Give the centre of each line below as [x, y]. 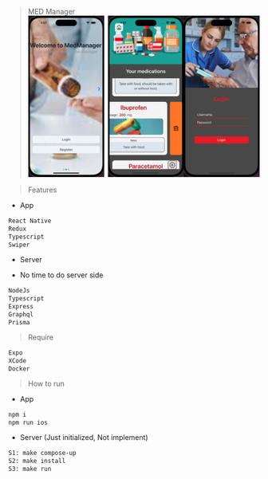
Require [41, 337]
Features [42, 190]
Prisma [19, 323]
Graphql [21, 315]
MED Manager [51, 12]
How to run [46, 384]
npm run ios [28, 423]
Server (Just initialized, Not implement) [84, 438]
